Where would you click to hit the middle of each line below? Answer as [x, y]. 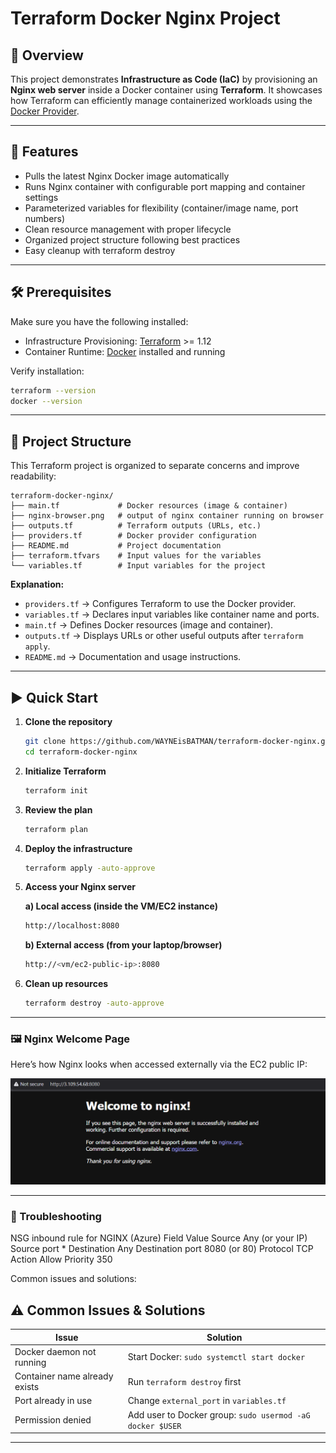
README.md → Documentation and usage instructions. [133, 657]
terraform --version [53, 390]
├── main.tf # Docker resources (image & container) [149, 506]
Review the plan [58, 809]
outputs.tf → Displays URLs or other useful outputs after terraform [164, 636]
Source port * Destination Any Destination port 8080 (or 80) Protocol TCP [162, 1249]
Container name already [64, 1376]
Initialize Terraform [65, 771]
